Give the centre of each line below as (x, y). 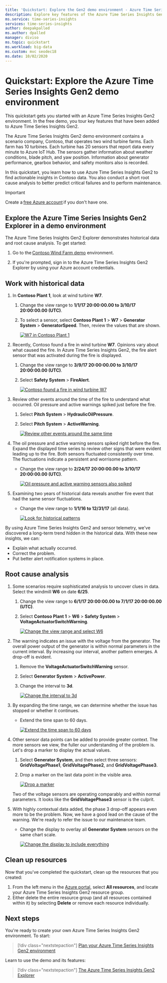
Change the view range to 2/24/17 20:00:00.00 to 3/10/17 (80, 469)
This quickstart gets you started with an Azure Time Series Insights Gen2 (80, 116)
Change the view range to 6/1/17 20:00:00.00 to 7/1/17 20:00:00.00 (91, 601)
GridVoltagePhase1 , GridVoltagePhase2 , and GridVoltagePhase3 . (89, 765)
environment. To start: (28, 936)
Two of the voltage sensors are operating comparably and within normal (86, 794)
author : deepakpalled (28, 28)
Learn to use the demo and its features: (45, 961)
